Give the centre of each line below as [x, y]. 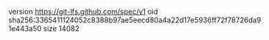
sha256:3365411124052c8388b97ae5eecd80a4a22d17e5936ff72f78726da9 [135, 20]
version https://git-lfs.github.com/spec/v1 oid [83, 12]
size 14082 [61, 28]
